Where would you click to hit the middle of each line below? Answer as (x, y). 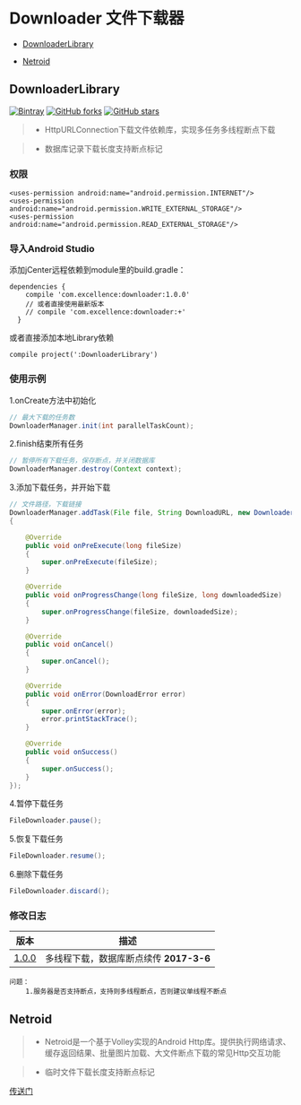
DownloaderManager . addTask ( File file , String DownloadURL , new (130, 513)
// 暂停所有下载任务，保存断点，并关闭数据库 (82, 461)
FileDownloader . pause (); (56, 821)
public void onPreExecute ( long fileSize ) (103, 545)
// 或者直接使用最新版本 (65, 305)
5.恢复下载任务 (36, 839)
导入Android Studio (52, 248)
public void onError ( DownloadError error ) (106, 694)
